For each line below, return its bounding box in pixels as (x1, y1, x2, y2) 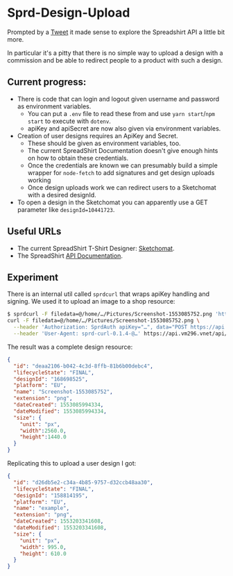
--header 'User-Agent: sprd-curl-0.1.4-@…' (13, 330, 141, 337)
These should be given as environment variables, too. (27, 139, 182, 147)
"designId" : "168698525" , (13, 375, 89, 383)
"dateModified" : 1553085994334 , (13, 408, 107, 415)
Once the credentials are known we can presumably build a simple (27, 161, 218, 170)
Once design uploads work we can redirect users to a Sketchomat (27, 183, 216, 192)
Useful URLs (7, 226, 62, 238)
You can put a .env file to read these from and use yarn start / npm (27, 109, 215, 117)
